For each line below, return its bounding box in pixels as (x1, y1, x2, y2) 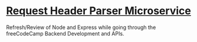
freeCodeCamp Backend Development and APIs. (6, 30, 124, 37)
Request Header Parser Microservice (6, 4, 192, 18)
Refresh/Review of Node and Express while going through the (6, 24, 156, 31)
